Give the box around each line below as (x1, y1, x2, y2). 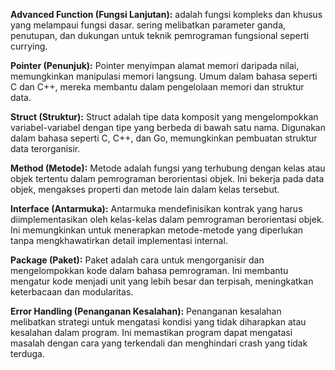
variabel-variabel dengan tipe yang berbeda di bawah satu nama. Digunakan (10, 122, 326, 133)
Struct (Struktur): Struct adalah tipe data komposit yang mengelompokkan (10, 111, 319, 123)
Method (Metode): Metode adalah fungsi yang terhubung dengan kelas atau (10, 162, 326, 174)
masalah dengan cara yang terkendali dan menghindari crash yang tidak (10, 337, 308, 349)
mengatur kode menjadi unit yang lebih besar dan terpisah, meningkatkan (10, 275, 314, 287)
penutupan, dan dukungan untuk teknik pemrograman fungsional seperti (10, 30, 310, 41)
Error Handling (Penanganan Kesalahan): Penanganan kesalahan (10, 305, 282, 317)
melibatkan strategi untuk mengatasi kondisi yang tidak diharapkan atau (10, 316, 307, 328)
